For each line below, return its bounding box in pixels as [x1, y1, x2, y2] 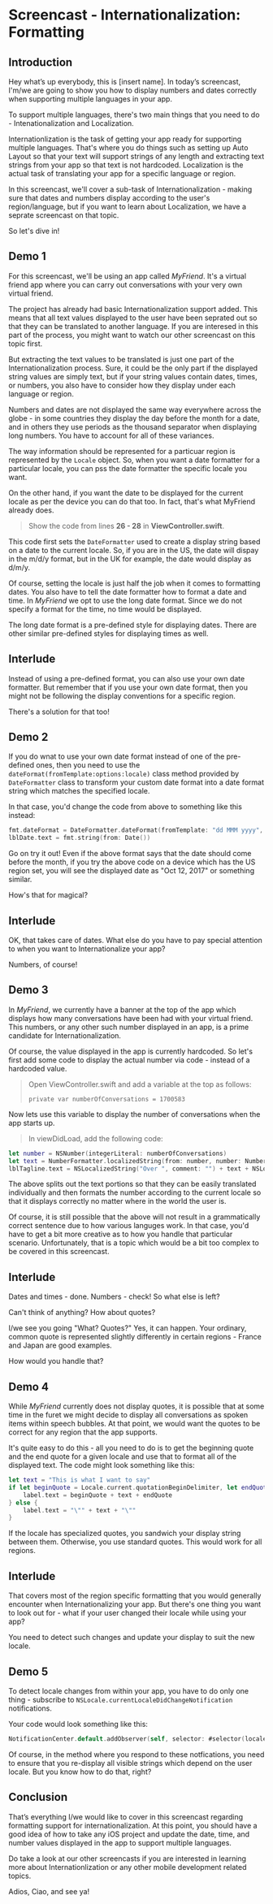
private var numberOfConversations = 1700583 [28, 1095, 185, 1103]
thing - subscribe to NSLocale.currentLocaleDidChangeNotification [8, 1694, 233, 1704]
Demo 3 [8, 983, 49, 997]
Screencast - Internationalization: [8, 6, 241, 24]
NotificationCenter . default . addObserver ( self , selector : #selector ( [8, 1734, 245, 1743]
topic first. [8, 339, 43, 348]
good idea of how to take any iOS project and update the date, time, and [8, 1829, 250, 1839]
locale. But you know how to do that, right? [8, 1767, 152, 1776]
